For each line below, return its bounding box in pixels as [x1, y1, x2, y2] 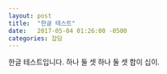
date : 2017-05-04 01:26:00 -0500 [8, 27, 128, 35]
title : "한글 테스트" [8, 19, 76, 27]
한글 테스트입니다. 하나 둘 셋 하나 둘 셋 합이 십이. [8, 57, 161, 67]
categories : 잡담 [8, 34, 63, 43]
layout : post [8, 11, 52, 20]
